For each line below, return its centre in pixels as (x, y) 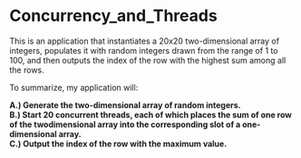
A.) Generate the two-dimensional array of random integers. (125, 104)
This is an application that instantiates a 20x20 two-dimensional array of (144, 41)
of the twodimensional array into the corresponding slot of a (125, 124)
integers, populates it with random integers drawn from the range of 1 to (144, 50)
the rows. (27, 70)
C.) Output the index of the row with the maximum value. (118, 143)
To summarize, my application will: (74, 87)
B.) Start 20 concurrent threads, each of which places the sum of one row (151, 114)
